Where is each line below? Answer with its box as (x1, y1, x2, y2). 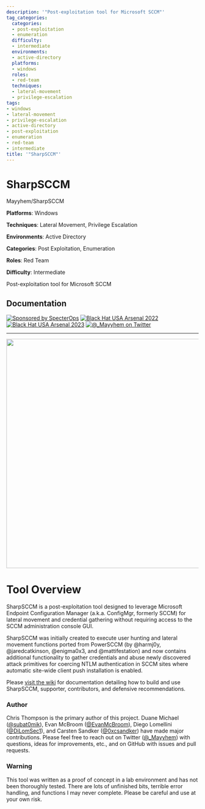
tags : (6, 100, 20, 106)
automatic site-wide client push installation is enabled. (6, 667, 143, 674)
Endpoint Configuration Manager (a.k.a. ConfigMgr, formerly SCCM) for (6, 610, 186, 617)
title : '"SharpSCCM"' (6, 151, 62, 157)
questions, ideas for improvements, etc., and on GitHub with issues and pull (6, 741, 196, 748)
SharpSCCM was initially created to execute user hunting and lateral (6, 634, 178, 642)
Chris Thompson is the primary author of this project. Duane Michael (6, 714, 179, 722)
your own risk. (6, 796, 43, 803)
